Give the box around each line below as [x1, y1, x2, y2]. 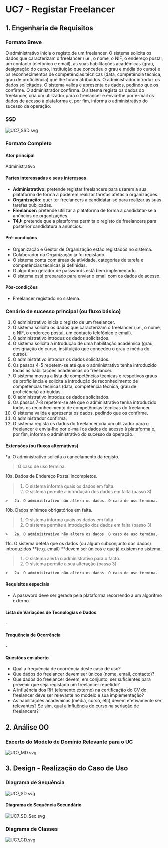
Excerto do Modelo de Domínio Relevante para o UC [5, 738, 133, 745]
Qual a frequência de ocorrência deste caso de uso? [12, 666, 121, 672]
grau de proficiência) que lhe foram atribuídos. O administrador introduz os [5, 76, 160, 82]
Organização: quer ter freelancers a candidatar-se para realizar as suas [12, 197, 162, 203]
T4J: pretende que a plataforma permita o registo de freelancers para [12, 218, 157, 224]
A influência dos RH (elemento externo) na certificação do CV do [12, 687, 147, 693]
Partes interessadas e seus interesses [5, 175, 87, 181]
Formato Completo [5, 140, 52, 147]
